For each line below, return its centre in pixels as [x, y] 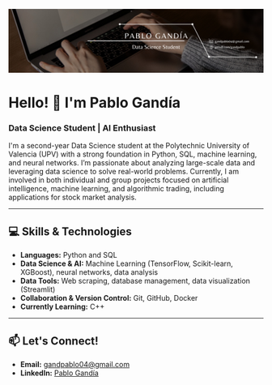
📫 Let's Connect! [53, 341]
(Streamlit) [38, 289]
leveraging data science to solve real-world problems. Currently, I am [124, 172]
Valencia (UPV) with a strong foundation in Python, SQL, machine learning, [133, 154]
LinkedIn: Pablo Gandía [59, 373]
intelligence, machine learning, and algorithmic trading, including [117, 189]
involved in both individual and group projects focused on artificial [119, 180]
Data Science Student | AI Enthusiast [82, 128]
